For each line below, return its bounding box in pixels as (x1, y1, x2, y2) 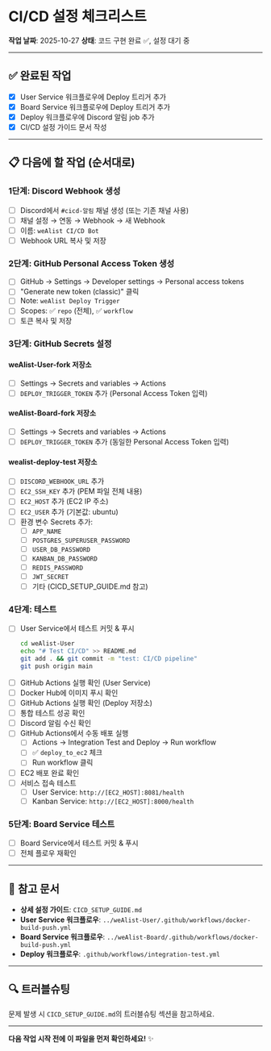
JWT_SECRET (31, 573, 69, 581)
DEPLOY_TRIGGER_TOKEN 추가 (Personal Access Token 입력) (19, 388, 208, 398)
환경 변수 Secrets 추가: (19, 517, 94, 527)
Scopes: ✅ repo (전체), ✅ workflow (19, 306, 133, 315)
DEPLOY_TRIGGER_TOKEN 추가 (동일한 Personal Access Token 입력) (19, 437, 230, 447)
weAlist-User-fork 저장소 (8, 360, 92, 369)
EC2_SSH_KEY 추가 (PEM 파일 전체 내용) (19, 486, 143, 496)
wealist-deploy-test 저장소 (8, 457, 98, 466)
